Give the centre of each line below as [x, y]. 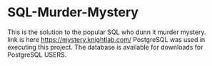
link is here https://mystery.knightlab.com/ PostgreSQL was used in [106, 39]
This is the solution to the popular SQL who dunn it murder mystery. [107, 32]
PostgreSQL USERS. [37, 55]
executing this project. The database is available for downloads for [105, 47]
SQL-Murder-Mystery [73, 12]
